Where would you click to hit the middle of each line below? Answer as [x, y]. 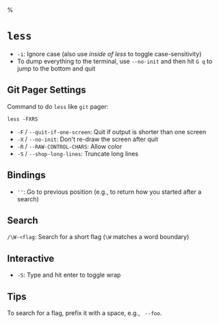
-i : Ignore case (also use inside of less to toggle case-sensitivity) [109, 53]
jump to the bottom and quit [56, 68]
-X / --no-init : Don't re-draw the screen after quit [88, 139]
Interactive [31, 259]
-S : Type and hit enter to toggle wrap [69, 275]
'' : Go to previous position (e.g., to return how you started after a [109, 192]
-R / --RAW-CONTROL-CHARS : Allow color [69, 146]
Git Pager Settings [47, 90]
